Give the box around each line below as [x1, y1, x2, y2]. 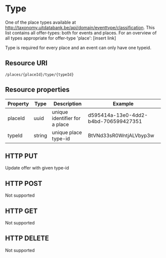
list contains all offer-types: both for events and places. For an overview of [5, 30, 157, 36]
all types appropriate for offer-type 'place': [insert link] [5, 35, 116, 41]
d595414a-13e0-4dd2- [88, 112, 148, 119]
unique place [51, 129, 83, 136]
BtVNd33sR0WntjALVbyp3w [88, 132, 155, 139]
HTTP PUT [5, 152, 38, 160]
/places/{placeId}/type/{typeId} [5, 72, 74, 77]
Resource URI [5, 59, 48, 67]
